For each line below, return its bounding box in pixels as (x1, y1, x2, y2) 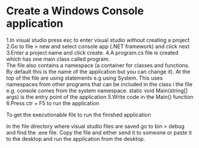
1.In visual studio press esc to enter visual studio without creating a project (6, 36, 190, 43)
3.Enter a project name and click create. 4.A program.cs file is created (6, 49, 179, 56)
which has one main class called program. (6, 55, 110, 62)
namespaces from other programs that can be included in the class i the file (6, 80, 193, 87)
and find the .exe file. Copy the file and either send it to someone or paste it (6, 129, 192, 136)
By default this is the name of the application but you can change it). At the (6, 68, 191, 75)
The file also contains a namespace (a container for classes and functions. (6, 61, 190, 69)
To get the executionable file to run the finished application (6, 111, 151, 118)
